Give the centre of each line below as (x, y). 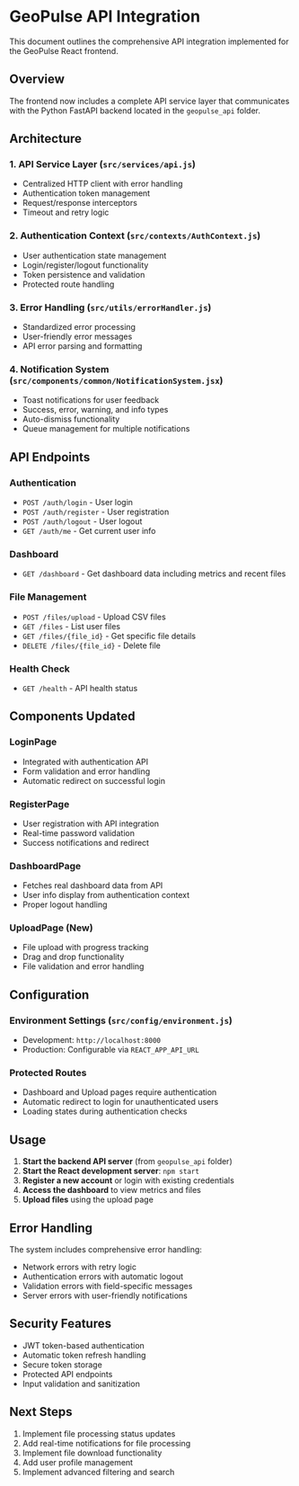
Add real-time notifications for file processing (106, 1443)
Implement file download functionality (92, 1453)
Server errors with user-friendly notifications (105, 1295)
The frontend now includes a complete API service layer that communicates (149, 101)
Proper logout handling (65, 904)
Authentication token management (86, 193)
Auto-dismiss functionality (71, 419)
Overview (37, 80)
